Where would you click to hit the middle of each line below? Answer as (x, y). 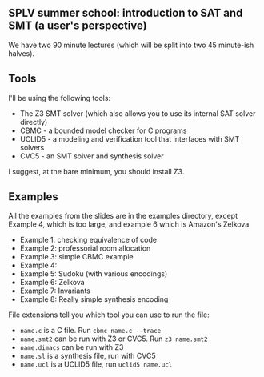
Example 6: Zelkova (52, 283)
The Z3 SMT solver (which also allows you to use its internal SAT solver (138, 113)
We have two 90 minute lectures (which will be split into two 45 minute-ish (131, 45)
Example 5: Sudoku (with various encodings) (94, 274)
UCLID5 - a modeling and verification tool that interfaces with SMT (130, 138)
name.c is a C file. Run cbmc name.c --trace (90, 331)
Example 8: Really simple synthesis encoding (94, 299)
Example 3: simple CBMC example (76, 257)
